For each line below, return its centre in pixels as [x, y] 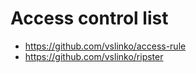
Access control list [89, 18]
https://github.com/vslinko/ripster [94, 56]
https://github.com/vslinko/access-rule [105, 46]
